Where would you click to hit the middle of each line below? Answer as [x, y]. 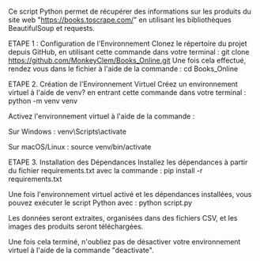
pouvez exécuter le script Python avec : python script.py [100, 202]
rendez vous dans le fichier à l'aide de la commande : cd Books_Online [123, 69]
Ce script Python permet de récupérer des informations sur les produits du [130, 11]
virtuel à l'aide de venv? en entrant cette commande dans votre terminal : [127, 93]
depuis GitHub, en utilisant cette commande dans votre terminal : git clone [129, 52]
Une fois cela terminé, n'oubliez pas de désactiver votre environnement [124, 242]
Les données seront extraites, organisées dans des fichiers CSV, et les [123, 218]
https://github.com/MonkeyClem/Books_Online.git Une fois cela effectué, [127, 60]
